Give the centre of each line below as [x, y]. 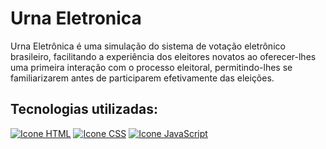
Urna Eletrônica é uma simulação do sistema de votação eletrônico [148, 46]
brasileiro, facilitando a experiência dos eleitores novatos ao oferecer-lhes [163, 56]
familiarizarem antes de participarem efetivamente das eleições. [142, 78]
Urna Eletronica [76, 18]
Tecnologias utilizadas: [84, 109]
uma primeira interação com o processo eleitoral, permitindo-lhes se [151, 67]
